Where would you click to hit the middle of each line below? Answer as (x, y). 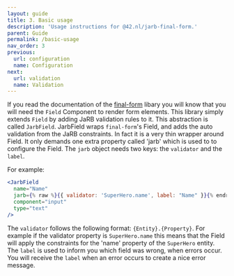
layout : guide (28, 14)
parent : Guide (28, 33)
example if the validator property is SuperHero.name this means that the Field (116, 235)
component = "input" (40, 202)
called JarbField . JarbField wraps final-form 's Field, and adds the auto (110, 127)
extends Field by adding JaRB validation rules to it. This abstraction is (108, 120)
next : (15, 72)
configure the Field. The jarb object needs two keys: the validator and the (115, 149)
